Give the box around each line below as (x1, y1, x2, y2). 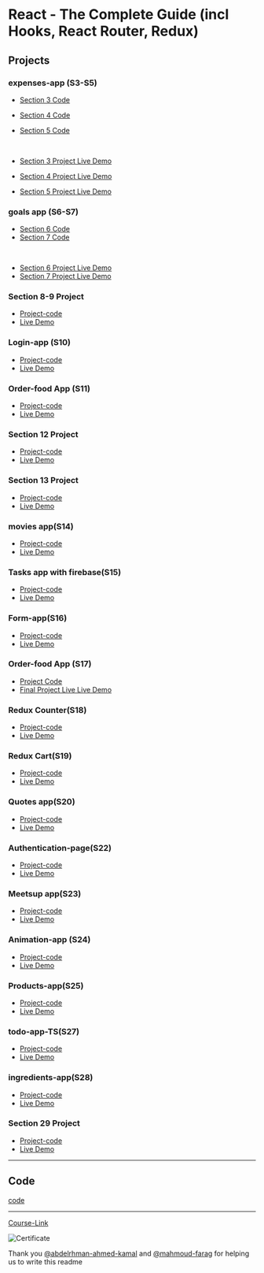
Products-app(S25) (8, 980, 84, 991)
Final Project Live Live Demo (19, 685, 112, 694)
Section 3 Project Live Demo (19, 156, 112, 165)
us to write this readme (8, 1256, 82, 1266)
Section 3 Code (19, 95, 71, 104)
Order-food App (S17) (8, 659, 92, 670)
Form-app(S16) (8, 613, 68, 624)
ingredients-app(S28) (8, 1072, 93, 1083)
